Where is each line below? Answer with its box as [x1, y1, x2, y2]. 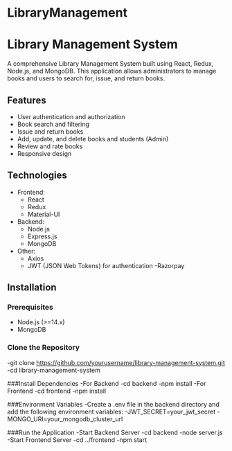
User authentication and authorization [17, 112, 126, 121]
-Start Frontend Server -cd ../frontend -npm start [7, 435, 148, 444]
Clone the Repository [7, 343, 80, 353]
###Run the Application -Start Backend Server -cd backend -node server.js [7, 428, 223, 436]
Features [7, 94, 46, 106]
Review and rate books [17, 142, 83, 150]
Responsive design [17, 149, 72, 157]
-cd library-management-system [7, 366, 100, 374]
